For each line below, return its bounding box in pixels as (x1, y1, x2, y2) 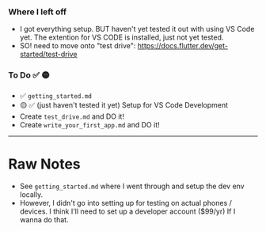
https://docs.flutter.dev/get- (137, 41, 228, 51)
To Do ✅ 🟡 (8, 70, 50, 81)
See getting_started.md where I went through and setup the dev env (19, 181, 245, 191)
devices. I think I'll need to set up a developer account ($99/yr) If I (19, 206, 236, 216)
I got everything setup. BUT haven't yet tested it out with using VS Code (19, 25, 255, 34)
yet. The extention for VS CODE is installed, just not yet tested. (19, 32, 224, 42)
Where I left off (8, 6, 67, 17)
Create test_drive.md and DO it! (19, 112, 125, 121)
